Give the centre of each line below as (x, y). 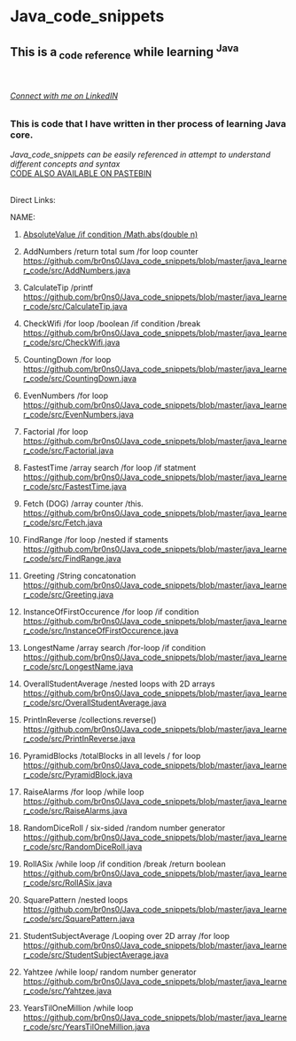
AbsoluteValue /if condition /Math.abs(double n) (110, 234)
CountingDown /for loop (67, 359)
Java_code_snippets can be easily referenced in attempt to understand (140, 154)
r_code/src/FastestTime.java (74, 486)
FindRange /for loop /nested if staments (96, 539)
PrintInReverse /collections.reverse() (90, 719)
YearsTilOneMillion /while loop (78, 1007)
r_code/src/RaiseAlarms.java (75, 810)
